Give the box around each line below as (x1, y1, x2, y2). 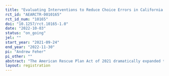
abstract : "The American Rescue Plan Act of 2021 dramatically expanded (5, 58, 161, 63)
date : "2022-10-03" (5, 26, 46, 31)
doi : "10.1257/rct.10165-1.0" (5, 21, 69, 26)
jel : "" (5, 35, 22, 40)
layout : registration (5, 63, 51, 68)
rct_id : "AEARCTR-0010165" (5, 12, 62, 17)
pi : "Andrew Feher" (5, 49, 46, 54)
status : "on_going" (5, 30, 46, 35)
